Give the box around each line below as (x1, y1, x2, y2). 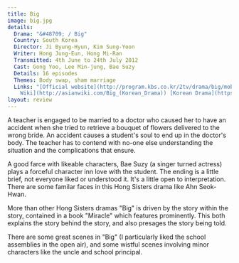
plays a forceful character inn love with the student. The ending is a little (7, 168, 219, 176)
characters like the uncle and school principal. (7, 248, 143, 256)
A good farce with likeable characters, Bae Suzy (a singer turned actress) (7, 160, 223, 168)
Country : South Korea (14, 37, 78, 44)
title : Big (7, 10, 40, 18)
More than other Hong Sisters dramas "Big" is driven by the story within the (7, 204, 229, 212)
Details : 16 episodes (14, 70, 78, 77)
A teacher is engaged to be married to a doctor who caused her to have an (7, 116, 226, 124)
